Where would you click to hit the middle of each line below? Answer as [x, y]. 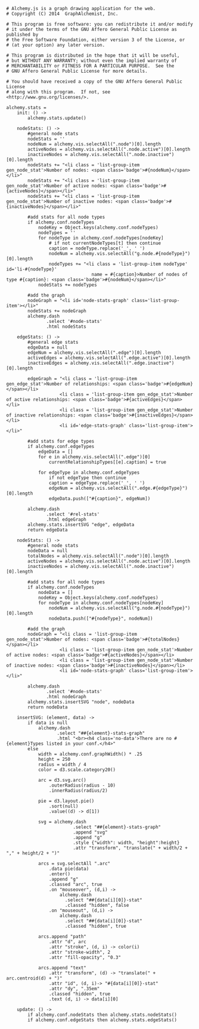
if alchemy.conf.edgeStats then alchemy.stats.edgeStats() [102, 1020]
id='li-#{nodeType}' [32, 269]
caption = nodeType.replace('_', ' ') [97, 248]
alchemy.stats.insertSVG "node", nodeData [81, 702]
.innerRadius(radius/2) [78, 791]
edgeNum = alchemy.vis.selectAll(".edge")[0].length [94, 353]
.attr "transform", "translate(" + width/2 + [130, 848]
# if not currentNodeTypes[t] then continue [105, 243]
